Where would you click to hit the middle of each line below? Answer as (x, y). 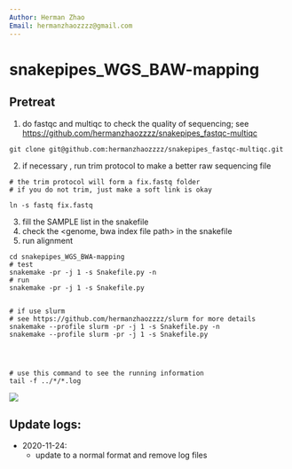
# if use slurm (37, 311)
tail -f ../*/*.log (45, 381)
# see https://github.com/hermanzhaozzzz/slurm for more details (132, 319)
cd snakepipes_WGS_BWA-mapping (67, 257)
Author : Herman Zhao (47, 17)
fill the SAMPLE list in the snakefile (85, 222)
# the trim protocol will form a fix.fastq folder (105, 182)
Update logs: (45, 424)
